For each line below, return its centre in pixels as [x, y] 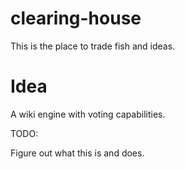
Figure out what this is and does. [77, 153]
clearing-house [76, 18]
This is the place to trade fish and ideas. [93, 46]
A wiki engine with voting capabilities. [88, 114]
